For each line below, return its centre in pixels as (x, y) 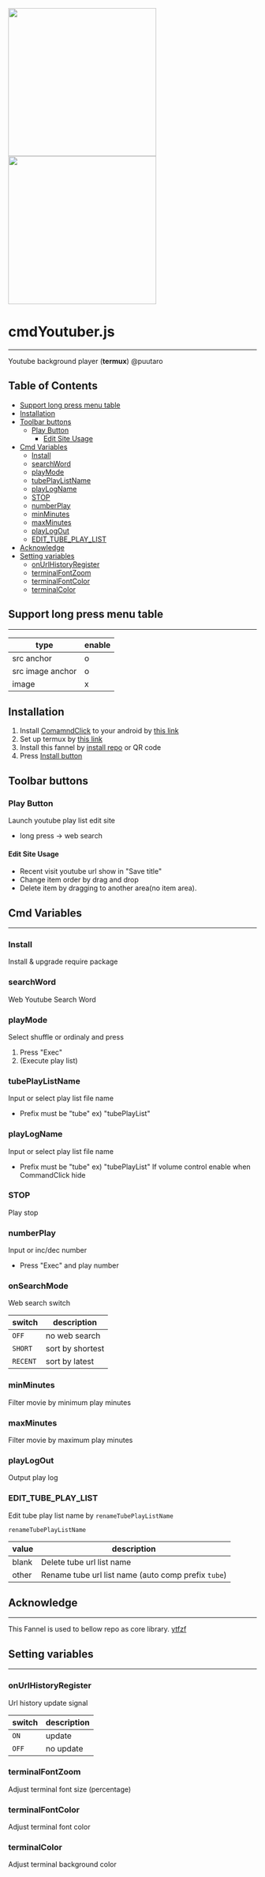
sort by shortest (75, 1349)
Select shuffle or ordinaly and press (66, 1036)
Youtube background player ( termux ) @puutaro (86, 361)
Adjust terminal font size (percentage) (70, 1789)
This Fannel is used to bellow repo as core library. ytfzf (97, 1629)
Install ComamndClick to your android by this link (99, 731)
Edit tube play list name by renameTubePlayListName (91, 1515)
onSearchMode (38, 1286)
